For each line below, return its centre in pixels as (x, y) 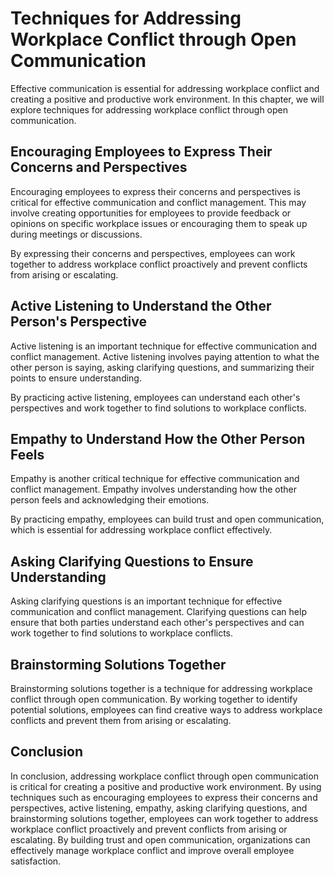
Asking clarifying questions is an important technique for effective (146, 601)
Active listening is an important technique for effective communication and (164, 346)
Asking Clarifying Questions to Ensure (132, 561)
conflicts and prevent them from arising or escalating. (121, 720)
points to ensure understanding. (76, 378)
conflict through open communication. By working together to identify (154, 699)
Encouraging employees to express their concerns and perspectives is (155, 191)
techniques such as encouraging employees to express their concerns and (164, 797)
